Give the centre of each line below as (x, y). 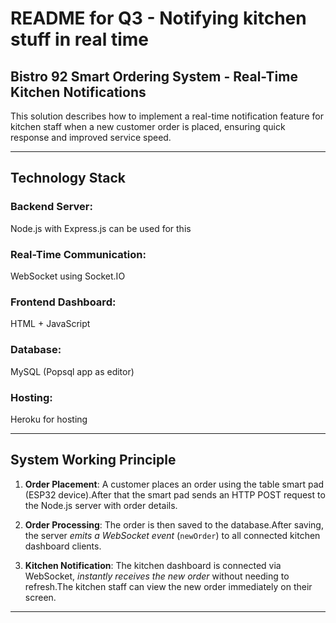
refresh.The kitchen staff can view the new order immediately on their (168, 586)
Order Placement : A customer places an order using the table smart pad (174, 484)
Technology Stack (68, 178)
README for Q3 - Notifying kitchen (158, 18)
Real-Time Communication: (78, 254)
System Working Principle (93, 460)
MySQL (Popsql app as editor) (72, 371)
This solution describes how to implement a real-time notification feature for (167, 116)
